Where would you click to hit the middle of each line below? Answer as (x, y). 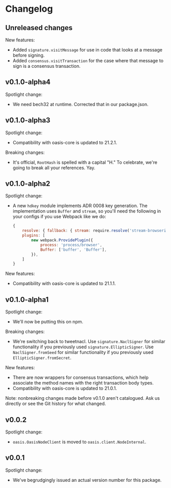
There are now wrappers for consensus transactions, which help (81, 377)
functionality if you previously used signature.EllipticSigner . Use (83, 347)
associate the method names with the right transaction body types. (83, 383)
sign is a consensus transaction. (46, 66)
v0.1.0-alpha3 (28, 120)
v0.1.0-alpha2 (28, 184)
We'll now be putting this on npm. (48, 322)
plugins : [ (34, 236)
